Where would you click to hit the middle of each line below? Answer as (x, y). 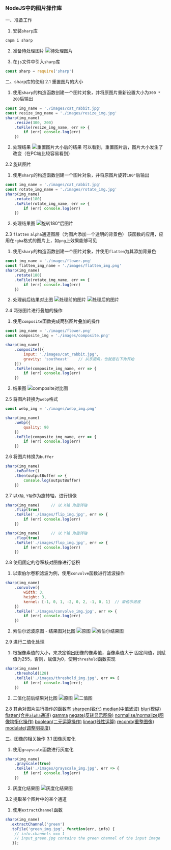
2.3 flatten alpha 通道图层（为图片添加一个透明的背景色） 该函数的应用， (82, 234)
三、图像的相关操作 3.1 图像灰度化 (40, 739)
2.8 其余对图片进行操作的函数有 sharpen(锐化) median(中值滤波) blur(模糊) (83, 709)
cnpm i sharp (19, 41)
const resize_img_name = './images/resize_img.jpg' (61, 113)
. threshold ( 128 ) (32, 674)
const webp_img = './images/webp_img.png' (51, 409)
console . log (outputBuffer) (52, 480)
